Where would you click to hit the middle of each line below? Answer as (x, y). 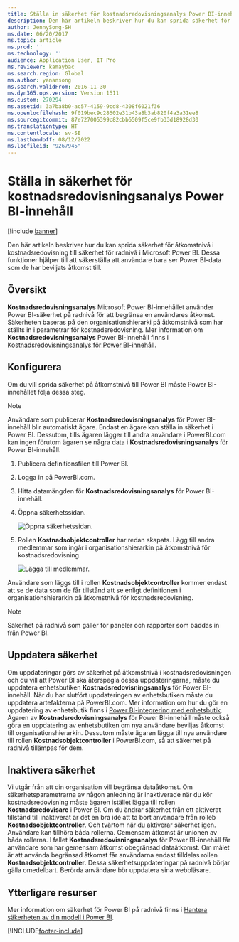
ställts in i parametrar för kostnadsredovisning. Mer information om (105, 330)
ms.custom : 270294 (34, 100)
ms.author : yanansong (39, 80)
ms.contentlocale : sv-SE (44, 133)
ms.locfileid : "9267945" (44, 146)
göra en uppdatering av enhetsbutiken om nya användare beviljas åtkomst (116, 725)
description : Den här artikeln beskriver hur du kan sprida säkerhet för (119, 21)
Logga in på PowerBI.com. (56, 477)
